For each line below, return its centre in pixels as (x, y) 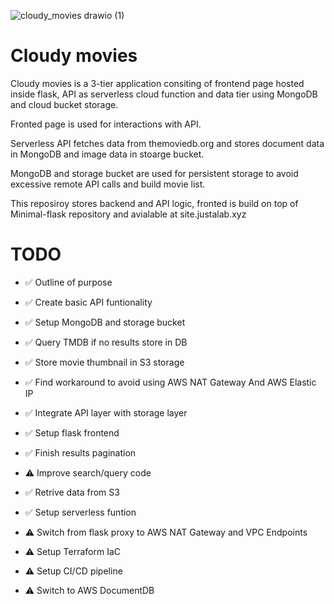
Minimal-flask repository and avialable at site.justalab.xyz (128, 214)
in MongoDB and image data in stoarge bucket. (107, 154)
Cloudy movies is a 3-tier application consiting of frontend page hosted (157, 83)
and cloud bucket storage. (64, 104)
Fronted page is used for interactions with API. (106, 124)
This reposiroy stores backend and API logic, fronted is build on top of (154, 203)
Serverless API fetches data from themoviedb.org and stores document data (167, 143)
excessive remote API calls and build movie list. (108, 184)
